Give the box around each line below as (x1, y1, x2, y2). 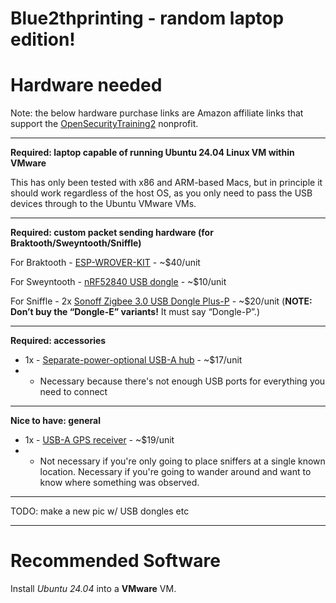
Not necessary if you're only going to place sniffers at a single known (39, 455, 326, 467)
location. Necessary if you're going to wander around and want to (39, 466, 312, 478)
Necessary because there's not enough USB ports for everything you (39, 375, 326, 387)
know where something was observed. (39, 477, 200, 489)
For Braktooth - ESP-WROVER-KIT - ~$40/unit (10, 257, 201, 269)
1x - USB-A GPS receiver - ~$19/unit (24, 434, 175, 446)
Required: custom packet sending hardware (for (10, 227, 214, 239)
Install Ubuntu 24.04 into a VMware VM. (10, 583, 177, 595)
